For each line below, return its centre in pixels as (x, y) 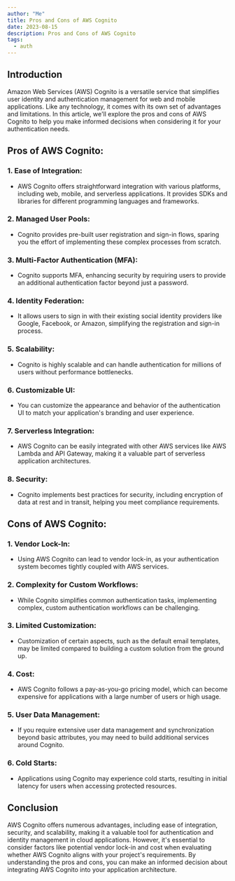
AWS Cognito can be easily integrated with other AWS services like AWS (122, 446)
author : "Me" (26, 14)
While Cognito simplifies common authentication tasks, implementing (117, 600)
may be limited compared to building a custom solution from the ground (121, 648)
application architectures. (54, 461)
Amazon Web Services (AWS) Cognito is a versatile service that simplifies (113, 91)
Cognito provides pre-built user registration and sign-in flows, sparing (118, 234)
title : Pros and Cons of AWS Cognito (62, 20)
